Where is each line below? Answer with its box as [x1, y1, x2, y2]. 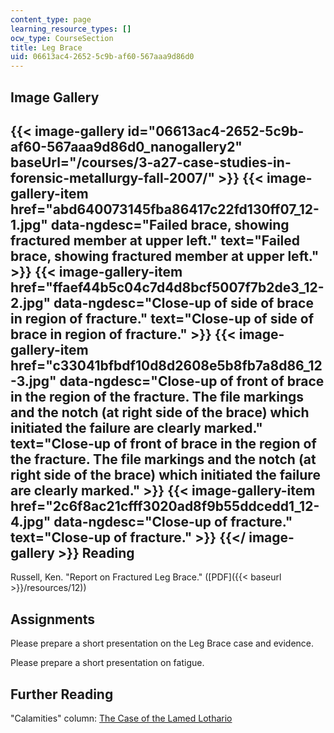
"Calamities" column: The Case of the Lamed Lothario [10, 712, 233, 724]
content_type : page [10, 14, 92, 25]
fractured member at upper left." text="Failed [10, 232, 301, 249]
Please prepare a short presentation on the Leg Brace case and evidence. [10, 637, 315, 650]
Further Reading [10, 686, 114, 703]
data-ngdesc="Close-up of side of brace [53, 294, 314, 311]
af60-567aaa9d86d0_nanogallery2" [10, 138, 243, 155]
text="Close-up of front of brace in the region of [10, 435, 317, 452]
